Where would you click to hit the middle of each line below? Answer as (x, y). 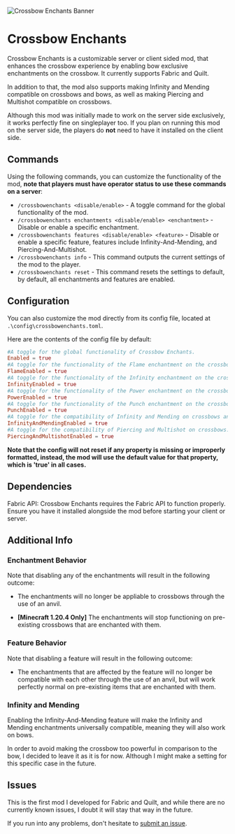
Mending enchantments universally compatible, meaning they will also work (116, 727)
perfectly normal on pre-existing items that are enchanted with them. (116, 686)
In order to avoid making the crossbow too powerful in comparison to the (112, 748)
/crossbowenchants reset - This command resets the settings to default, (121, 271)
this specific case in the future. (52, 763)
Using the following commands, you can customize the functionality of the (114, 176)
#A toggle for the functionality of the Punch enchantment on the (106, 404)
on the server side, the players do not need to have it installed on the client (115, 130)
